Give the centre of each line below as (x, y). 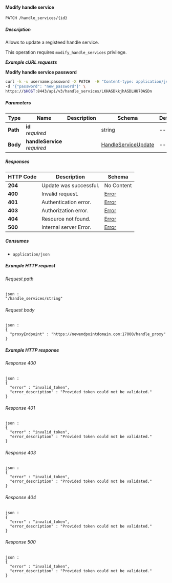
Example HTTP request (30, 266)
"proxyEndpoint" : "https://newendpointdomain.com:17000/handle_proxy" (88, 334)
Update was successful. (71, 185)
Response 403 (21, 452)
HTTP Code (22, 176)
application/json (31, 254)
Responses (17, 161)
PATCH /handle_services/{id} (36, 18)
